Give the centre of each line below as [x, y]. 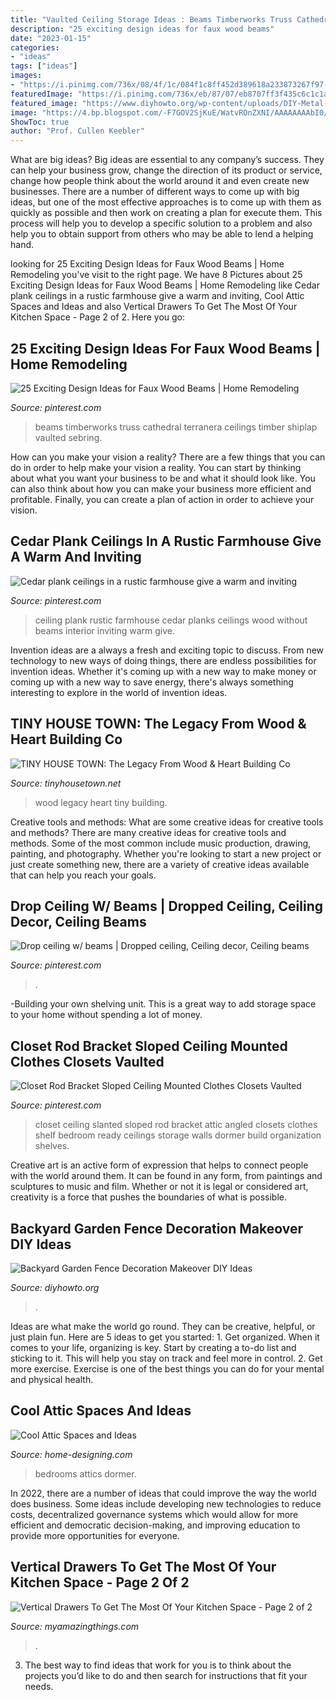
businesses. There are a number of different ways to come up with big [155, 192]
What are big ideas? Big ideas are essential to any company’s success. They [167, 160]
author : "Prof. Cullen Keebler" [77, 131]
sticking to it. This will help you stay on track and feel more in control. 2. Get [166, 1358]
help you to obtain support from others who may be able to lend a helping [162, 234]
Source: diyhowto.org [55, 1287]
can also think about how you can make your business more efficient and [161, 488]
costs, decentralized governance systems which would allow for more [154, 1514]
